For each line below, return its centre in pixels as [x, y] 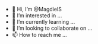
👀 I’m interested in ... [37, 15]
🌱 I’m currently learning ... [43, 22]
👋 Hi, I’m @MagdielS [37, 9]
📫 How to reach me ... [39, 35]
